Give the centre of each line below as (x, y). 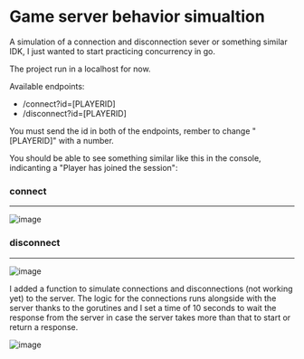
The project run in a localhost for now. (80, 69)
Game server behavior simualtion (137, 17)
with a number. (86, 140)
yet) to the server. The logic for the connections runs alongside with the (143, 298)
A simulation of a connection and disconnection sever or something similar (148, 42)
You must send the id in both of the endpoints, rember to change (130, 131)
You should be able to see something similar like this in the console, (135, 158)
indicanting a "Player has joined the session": (94, 167)
